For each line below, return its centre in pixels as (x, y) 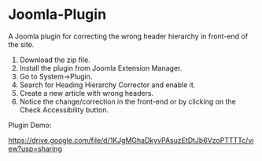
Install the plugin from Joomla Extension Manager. (101, 68)
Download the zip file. (55, 60)
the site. (21, 44)
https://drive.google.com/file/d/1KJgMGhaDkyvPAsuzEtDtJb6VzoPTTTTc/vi (131, 140)
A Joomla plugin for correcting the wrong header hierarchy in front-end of (128, 36)
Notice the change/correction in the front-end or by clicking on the (127, 101)
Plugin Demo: (30, 125)
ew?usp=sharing (35, 148)
